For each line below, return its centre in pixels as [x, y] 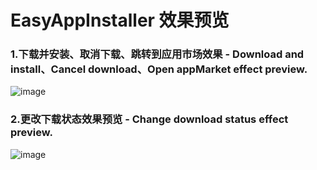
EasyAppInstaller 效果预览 [120, 20]
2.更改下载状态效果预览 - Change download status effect [149, 119]
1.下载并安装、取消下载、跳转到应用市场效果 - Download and [157, 54]
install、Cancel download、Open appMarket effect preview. [159, 69]
